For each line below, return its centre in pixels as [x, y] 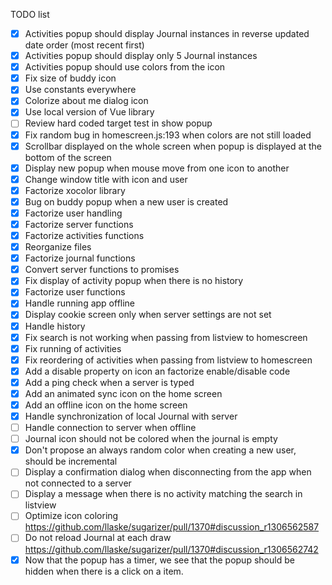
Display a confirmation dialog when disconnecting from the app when [168, 472]
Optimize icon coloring [71, 516]
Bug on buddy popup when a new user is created [126, 201]
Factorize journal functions [80, 258]
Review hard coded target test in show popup [118, 123]
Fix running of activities [73, 348]
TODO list [30, 14]
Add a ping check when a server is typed [109, 382]
